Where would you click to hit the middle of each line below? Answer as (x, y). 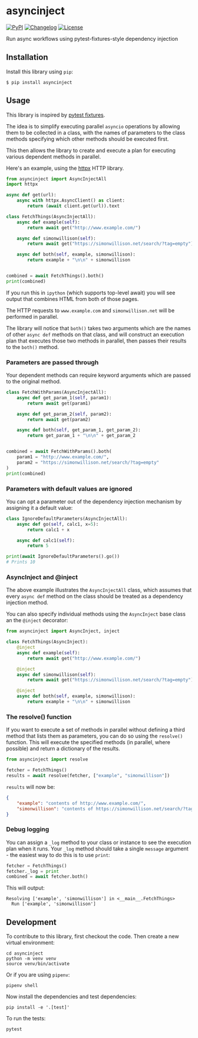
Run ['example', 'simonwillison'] (54, 904)
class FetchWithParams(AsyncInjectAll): (57, 392)
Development (32, 922)
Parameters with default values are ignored (69, 489)
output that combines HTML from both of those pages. (72, 299)
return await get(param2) (59, 419)
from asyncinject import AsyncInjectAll (57, 179)
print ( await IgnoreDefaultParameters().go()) (63, 557)
